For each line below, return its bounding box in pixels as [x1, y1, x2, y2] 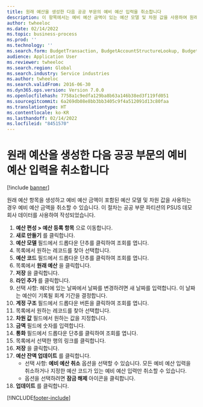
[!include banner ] [7, 184, 50, 191]
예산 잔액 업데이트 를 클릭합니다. [15, 352, 91, 359]
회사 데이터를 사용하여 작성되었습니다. [7, 211, 96, 219]
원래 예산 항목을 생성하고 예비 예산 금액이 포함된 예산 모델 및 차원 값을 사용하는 [7, 196, 192, 203]
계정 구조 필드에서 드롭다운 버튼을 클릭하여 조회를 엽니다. [15, 299, 149, 307]
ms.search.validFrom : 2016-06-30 [7, 82, 91, 88]
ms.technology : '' [7, 43, 53, 49]
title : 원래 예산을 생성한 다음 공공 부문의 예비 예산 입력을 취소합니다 [7, 8, 161, 15]
